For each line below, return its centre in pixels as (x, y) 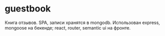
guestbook (28, 9)
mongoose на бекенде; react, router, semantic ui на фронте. (68, 27)
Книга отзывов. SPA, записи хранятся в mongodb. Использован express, (82, 22)
